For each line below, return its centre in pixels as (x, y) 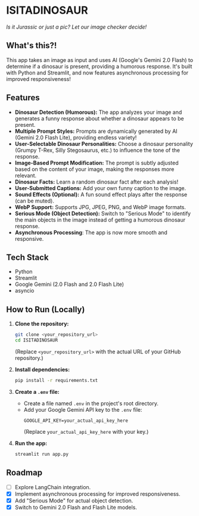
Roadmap (24, 473)
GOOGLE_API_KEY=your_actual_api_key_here (76, 421)
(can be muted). (35, 201)
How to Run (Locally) (46, 310)
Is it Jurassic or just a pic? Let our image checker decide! (77, 27)
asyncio (24, 291)
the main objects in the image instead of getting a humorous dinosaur (100, 220)
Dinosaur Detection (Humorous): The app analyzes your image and (98, 112)
